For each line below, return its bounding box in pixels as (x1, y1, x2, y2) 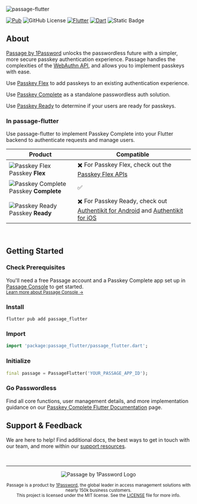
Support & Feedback (6, 421, 83, 431)
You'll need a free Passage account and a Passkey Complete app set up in (6, 276, 186, 284)
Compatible (116, 150, 150, 158)
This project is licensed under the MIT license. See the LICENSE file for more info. (16, 492, 181, 498)
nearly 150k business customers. (65, 487, 132, 493)
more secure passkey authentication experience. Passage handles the (6, 56, 176, 63)
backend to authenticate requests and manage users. (6, 137, 135, 144)
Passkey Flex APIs (77, 170, 128, 178)
